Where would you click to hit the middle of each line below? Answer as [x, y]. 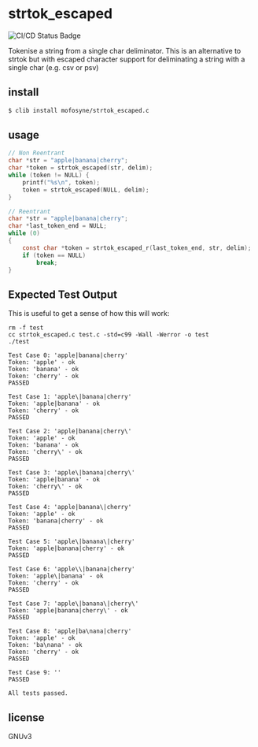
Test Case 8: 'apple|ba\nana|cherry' [70, 631]
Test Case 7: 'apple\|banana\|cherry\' [74, 604]
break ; [47, 262]
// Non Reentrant [37, 153]
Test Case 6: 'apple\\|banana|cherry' [72, 569]
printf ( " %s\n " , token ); [61, 182]
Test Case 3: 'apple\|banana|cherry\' [72, 473]
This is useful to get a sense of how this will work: [89, 314]
